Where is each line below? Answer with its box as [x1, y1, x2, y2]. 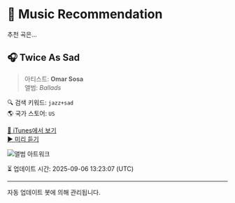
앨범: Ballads [24, 83, 62, 91]
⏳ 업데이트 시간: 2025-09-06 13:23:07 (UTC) [7, 164, 134, 173]
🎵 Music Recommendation [7, 6, 163, 22]
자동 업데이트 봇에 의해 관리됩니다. [7, 188, 101, 196]
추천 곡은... [7, 30, 37, 38]
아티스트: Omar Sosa [24, 75, 84, 83]
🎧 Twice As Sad [7, 52, 80, 63]
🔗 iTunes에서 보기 [7, 126, 57, 135]
